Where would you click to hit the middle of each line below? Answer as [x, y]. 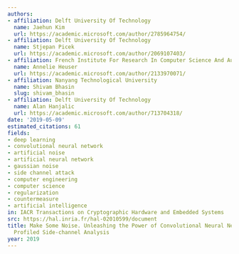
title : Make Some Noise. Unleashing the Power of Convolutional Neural [116, 226]
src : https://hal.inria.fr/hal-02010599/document [83, 219]
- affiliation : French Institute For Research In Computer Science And [116, 60]
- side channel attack [41, 173]
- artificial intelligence [47, 206]
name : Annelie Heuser [46, 67]
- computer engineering [43, 179]
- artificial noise [36, 153]
